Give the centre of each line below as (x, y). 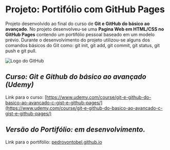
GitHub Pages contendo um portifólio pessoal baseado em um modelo (80, 34)
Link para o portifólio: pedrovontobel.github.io (54, 142)
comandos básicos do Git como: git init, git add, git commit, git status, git (83, 45)
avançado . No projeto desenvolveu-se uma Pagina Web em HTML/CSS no (85, 29)
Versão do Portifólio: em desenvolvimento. (75, 130)
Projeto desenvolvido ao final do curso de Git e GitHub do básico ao (78, 24)
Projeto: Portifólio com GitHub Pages (85, 9)
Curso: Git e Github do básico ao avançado (76, 77)
